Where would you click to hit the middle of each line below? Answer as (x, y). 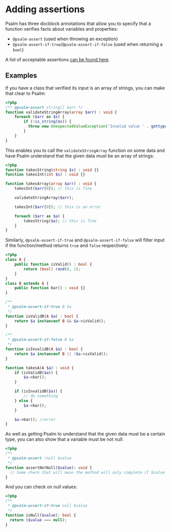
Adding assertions (45, 9)
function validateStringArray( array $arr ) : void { (61, 112)
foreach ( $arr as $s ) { (40, 117)
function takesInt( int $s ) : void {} (45, 174)
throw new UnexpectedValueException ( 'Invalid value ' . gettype (97, 126)
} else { (24, 401)
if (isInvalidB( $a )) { (38, 391)
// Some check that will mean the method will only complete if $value (88, 472)
